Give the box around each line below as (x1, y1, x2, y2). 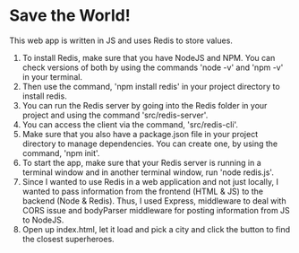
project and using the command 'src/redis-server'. (21, 109, 209, 120)
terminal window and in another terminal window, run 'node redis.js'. (21, 167, 275, 178)
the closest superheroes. (21, 233, 115, 244)
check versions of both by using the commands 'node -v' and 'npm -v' (21, 62, 284, 73)
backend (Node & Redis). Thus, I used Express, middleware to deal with (21, 195, 286, 206)
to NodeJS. (21, 214, 64, 225)
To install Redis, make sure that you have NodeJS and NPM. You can (21, 52, 276, 63)
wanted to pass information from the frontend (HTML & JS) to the (21, 186, 264, 196)
